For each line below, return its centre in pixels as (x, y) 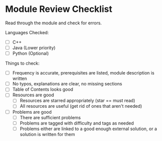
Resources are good (33, 95)
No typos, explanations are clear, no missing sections (67, 84)
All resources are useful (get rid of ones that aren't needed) (81, 106)
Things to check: (22, 64)
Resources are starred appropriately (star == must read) (78, 101)
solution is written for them (47, 134)
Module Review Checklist (59, 9)
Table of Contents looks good (43, 89)
